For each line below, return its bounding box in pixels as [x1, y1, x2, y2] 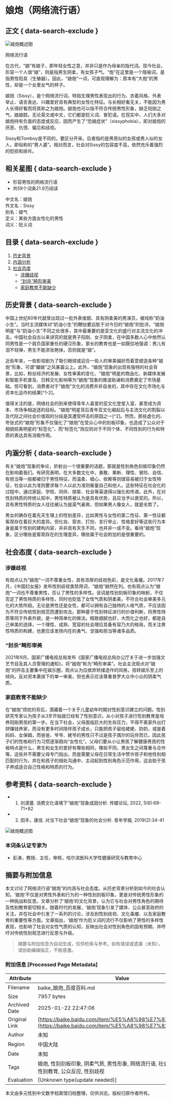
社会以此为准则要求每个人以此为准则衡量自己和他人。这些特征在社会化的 [14, 482, 166, 488]
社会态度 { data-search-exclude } [5, 547, 112, 556]
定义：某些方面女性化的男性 [5, 215, 64, 221]
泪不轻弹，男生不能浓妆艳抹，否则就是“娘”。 [5, 347, 99, 353]
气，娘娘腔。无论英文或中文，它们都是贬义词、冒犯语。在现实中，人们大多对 [5, 112, 166, 118]
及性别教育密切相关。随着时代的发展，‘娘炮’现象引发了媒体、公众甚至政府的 [5, 904, 164, 910]
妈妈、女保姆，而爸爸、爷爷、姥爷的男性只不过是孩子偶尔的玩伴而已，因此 [5, 732, 161, 738]
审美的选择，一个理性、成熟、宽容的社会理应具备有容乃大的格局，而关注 [9, 621, 161, 627]
